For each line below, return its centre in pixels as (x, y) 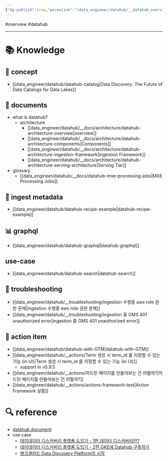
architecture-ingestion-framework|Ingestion (73, 155)
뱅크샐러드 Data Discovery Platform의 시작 (62, 453)
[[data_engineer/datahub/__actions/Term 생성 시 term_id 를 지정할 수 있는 (86, 355)
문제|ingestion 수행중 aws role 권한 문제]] (59, 308)
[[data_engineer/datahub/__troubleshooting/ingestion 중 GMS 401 (80, 314)
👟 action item (26, 337)
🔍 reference (31, 412)
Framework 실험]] (30, 391)
